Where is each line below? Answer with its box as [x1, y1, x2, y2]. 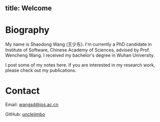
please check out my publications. [5, 67, 77, 73]
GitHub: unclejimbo [5, 111, 45, 117]
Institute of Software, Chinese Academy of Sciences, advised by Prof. [5, 47, 150, 53]
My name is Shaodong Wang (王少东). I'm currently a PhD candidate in [5, 41, 152, 47]
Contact [5, 85, 40, 96]
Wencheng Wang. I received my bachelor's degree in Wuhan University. [5, 52, 155, 58]
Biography [5, 24, 49, 36]
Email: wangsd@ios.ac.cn [5, 101, 59, 107]
